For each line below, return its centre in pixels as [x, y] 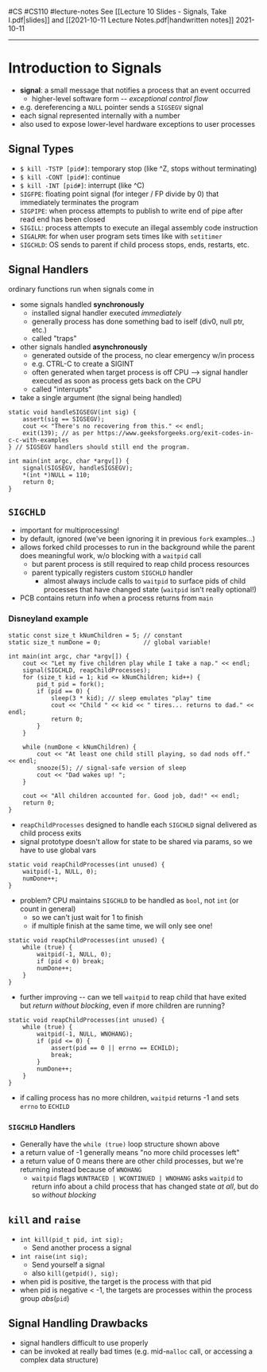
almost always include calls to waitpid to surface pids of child [145, 581]
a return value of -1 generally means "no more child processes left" [130, 1152]
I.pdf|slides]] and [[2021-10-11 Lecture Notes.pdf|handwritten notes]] [121, 20]
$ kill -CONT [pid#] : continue [70, 177]
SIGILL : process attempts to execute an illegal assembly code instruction [139, 227]
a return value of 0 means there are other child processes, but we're [132, 1161]
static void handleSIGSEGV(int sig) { [72, 412]
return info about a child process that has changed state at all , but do [145, 1186]
